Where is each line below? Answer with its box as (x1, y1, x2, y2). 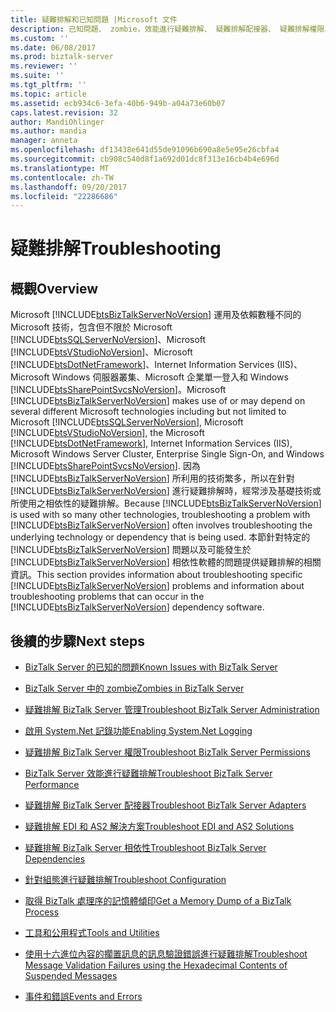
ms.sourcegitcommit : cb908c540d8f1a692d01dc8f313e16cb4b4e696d (10, 154, 280, 164)
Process (24, 906, 60, 918)
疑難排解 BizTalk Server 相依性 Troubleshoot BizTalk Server (24, 842, 267, 854)
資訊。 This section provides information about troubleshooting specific (10, 569, 303, 581)
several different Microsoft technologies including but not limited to (10, 406, 287, 418)
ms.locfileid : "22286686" (10, 191, 118, 201)
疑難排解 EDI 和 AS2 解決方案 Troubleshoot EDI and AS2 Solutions (24, 821, 295, 833)
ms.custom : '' (10, 33, 70, 43)
